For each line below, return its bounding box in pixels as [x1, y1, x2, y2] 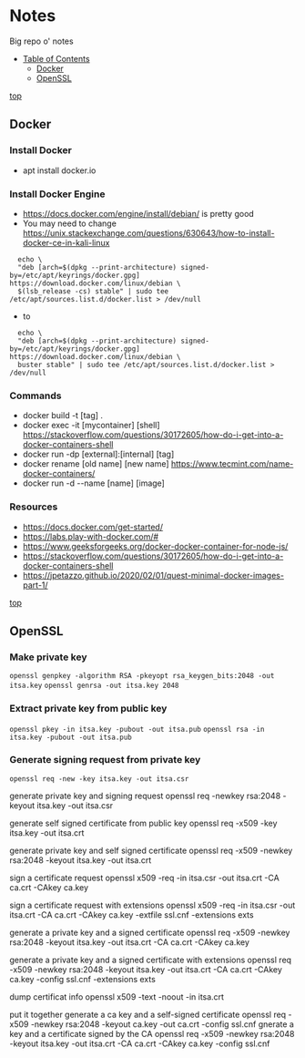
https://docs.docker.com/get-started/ [22, 521, 164, 532]
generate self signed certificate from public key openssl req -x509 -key [9, 817, 278, 828]
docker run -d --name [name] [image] [22, 478, 166, 488]
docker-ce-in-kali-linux [22, 237, 110, 248]
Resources [9, 500, 58, 513]
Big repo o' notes [9, 36, 75, 46]
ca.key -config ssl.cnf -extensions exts [9, 973, 157, 984]
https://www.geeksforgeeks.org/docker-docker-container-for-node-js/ [22, 540, 289, 551]
